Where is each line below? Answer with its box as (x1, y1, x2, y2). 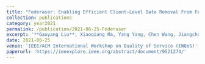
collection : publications (6, 15, 72, 21)
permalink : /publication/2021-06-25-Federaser (6, 26, 127, 32)
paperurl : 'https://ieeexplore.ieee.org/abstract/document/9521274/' (6, 49, 187, 55)
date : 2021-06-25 (6, 37, 51, 43)
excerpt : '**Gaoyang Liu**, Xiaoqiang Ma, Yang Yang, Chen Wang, (6, 32, 176, 38)
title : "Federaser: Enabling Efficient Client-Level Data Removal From (6, 9, 192, 15)
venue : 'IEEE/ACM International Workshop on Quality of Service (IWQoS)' (6, 43, 198, 49)
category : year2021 (6, 20, 56, 26)
